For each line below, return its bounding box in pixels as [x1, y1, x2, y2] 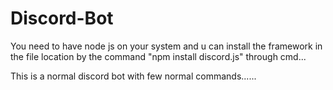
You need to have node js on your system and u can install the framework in [10, 40, 323, 52]
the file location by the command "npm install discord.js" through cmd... [10, 50, 307, 62]
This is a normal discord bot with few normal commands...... [10, 70, 257, 82]
